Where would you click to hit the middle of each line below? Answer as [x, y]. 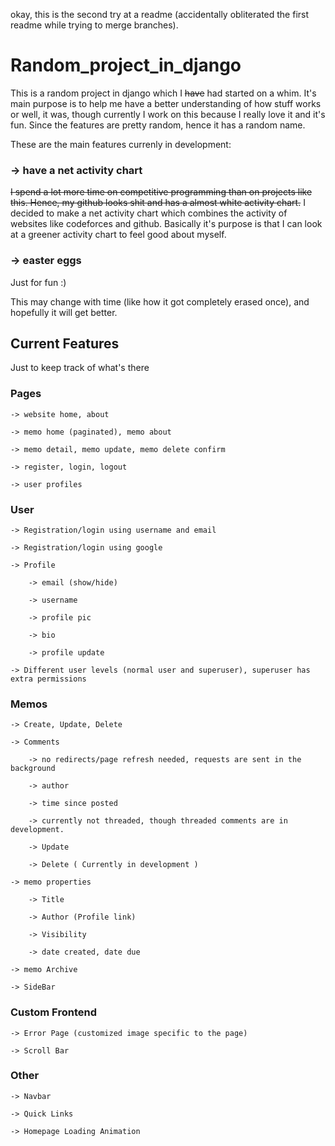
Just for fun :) [38, 282]
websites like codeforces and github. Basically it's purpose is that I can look [166, 224]
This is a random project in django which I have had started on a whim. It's [163, 93]
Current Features [65, 343]
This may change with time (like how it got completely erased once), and [160, 301]
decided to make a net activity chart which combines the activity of [149, 213]
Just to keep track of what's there [80, 368]
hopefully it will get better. [64, 312]
